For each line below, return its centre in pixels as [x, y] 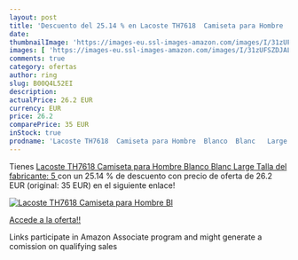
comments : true [37, 59]
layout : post [33, 17]
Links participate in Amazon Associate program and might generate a [136, 237]
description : [33, 91]
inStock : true [35, 133]
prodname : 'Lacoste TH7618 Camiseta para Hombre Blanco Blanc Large [149, 141]
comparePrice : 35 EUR [49, 125]
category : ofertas [43, 67]
